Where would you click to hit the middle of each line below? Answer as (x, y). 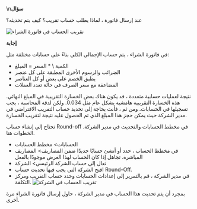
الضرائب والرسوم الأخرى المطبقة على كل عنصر (67, 72)
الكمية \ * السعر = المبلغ (42, 66)
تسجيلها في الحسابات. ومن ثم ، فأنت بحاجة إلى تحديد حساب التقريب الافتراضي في (97, 109)
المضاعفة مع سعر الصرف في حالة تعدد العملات (66, 85)
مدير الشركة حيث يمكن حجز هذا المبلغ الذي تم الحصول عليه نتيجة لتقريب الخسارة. (96, 115)
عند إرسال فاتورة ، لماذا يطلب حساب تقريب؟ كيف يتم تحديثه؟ (74, 20)
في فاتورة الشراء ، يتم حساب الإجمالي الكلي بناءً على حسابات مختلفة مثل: (88, 54)
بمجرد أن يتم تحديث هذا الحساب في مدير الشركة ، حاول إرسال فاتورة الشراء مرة (96, 194)
